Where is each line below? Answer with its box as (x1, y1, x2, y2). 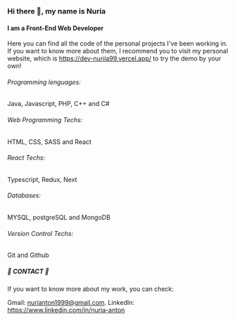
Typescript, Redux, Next (7, 175, 77, 183)
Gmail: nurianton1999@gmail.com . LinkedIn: (7, 299, 135, 307)
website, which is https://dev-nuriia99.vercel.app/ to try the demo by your (7, 54, 222, 63)
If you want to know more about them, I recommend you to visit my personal (7, 47, 229, 55)
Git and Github (7, 251, 49, 259)
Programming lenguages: (7, 77, 81, 86)
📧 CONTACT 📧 (7, 267, 49, 275)
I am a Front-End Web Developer (7, 24, 104, 32)
